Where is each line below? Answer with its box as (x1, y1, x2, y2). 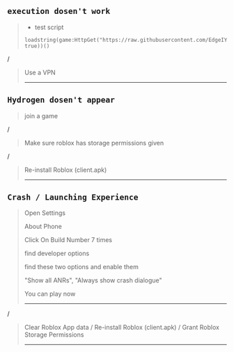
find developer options (24, 249, 90, 257)
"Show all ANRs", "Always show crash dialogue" (24, 276, 162, 285)
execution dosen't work (7, 6, 111, 17)
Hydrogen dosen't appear (7, 95, 116, 105)
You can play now (24, 289, 76, 298)
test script (34, 23, 64, 31)
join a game (24, 111, 58, 120)
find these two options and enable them (24, 263, 139, 271)
